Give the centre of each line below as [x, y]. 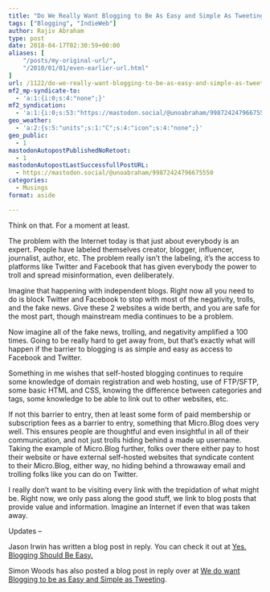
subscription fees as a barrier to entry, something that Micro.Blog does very [134, 422]
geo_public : [28, 135]
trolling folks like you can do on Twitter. [73, 474]
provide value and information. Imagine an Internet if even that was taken [129, 507]
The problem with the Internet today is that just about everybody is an [124, 240]
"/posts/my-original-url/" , [70, 61]
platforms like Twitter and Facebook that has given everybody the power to [133, 266]
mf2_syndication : [37, 105]
